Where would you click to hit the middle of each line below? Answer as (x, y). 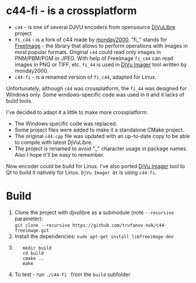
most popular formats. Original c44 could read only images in (88, 52)
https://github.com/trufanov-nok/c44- (120, 225)
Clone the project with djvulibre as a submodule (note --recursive (94, 212)
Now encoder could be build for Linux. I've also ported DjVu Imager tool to (96, 166)
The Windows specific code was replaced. (66, 123)
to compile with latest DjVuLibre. (54, 142)
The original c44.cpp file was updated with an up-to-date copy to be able (102, 136)
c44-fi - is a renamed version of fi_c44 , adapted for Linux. (85, 77)
